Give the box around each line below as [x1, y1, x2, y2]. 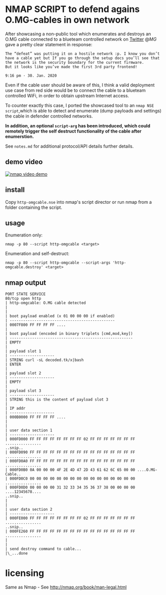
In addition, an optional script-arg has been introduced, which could [5, 123, 150, 129]
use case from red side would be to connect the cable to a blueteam [5, 87, 146, 93]
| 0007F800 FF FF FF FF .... [5, 322, 66, 327]
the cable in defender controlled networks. [5, 113, 93, 119]
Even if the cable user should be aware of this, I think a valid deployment [5, 82, 155, 88]
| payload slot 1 [5, 349, 41, 354]
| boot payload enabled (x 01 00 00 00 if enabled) [5, 314, 115, 319]
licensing [5, 567, 44, 579]
